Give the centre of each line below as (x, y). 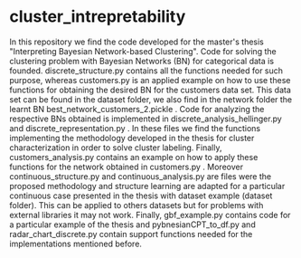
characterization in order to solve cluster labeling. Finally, (116, 148)
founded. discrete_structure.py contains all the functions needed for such (146, 71)
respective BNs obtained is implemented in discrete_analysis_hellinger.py (146, 119)
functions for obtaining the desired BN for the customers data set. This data (150, 90)
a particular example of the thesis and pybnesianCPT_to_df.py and (132, 225)
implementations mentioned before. (76, 244)
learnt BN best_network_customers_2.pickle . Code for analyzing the (137, 109)
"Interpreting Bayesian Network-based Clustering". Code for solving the (143, 51)
